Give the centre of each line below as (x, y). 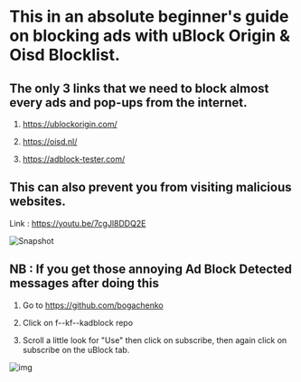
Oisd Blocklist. (65, 55)
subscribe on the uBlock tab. (76, 349)
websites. (38, 202)
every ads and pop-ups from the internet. (128, 102)
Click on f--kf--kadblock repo (78, 322)
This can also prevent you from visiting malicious (150, 187)
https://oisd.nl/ (50, 141)
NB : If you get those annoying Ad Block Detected (150, 270)
